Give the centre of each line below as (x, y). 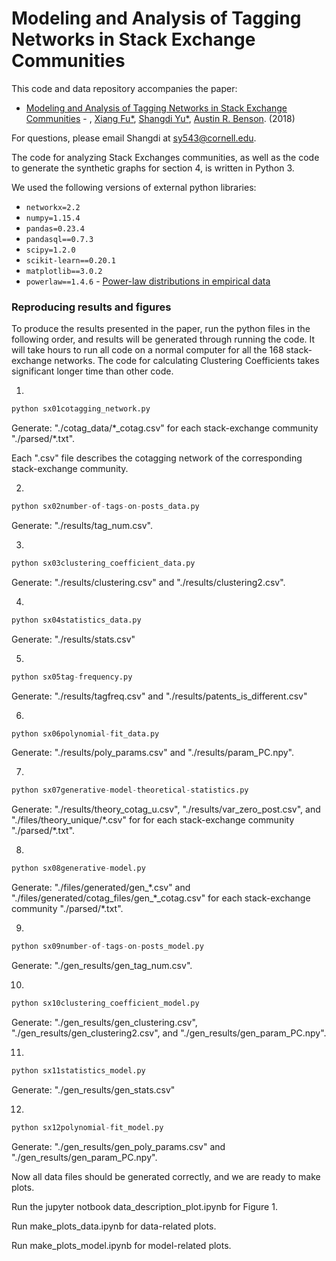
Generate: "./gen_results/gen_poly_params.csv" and (118, 1146)
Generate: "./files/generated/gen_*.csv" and (101, 888)
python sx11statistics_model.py (78, 1070)
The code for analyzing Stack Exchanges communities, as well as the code (165, 157)
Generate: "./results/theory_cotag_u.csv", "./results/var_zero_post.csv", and (166, 809)
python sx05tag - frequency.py (72, 677)
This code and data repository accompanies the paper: (124, 88)
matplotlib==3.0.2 (64, 271)
